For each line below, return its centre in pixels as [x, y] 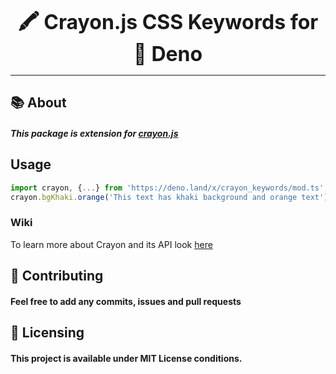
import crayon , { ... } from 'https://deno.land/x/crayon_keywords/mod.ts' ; [169, 188]
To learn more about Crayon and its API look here [111, 244]
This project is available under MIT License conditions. [126, 358]
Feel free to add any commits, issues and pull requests [126, 301]
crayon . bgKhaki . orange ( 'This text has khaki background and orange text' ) [169, 197]
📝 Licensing [47, 333]
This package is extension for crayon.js [94, 133]
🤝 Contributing [57, 276]
